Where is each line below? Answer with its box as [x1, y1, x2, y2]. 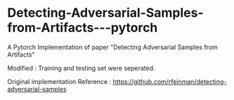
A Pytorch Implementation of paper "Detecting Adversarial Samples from [7, 43, 218, 51]
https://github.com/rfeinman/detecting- [112, 77, 227, 85]
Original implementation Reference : [7, 77, 112, 85]
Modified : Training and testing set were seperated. [7, 64, 156, 72]
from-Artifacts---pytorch [7, 20, 158, 36]
